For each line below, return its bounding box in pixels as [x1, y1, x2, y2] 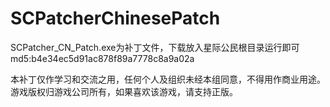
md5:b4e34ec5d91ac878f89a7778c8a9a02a [10, 52, 195, 64]
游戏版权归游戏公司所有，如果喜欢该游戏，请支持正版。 [10, 85, 238, 97]
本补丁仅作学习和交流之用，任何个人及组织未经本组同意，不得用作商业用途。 [10, 73, 326, 85]
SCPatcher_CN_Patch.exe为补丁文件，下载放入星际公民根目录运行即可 [10, 41, 300, 53]
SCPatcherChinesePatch [10, 7, 221, 30]
